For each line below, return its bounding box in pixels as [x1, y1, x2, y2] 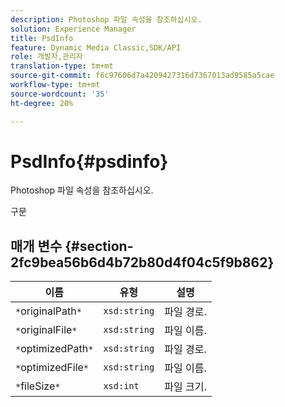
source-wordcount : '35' [10, 89, 110, 99]
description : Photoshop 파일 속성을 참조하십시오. [10, 14, 203, 25]
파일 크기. [164, 380, 207, 394]
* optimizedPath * [15, 342, 94, 356]
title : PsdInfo [10, 33, 74, 43]
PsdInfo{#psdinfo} [10, 150, 169, 173]
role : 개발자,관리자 [10, 52, 83, 62]
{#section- [64, 237, 134, 255]
